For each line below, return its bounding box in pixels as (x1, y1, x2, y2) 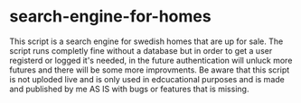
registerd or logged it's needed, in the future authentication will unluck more (9, 55, 293, 65)
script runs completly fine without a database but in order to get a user (9, 45, 273, 56)
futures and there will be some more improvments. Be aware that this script (9, 64, 290, 75)
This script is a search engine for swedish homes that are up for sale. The (9, 36, 284, 47)
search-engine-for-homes (9, 6, 212, 27)
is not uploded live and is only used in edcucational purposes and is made (9, 73, 285, 84)
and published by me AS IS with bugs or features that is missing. (9, 83, 249, 94)
